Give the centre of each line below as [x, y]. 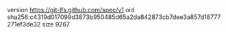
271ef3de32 [24, 24]
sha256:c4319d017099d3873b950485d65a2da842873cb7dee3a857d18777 [114, 17]
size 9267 [56, 24]
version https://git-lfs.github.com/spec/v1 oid [71, 10]
